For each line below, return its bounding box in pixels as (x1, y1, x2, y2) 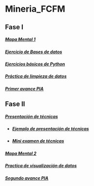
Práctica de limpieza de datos (5, 73, 67, 79)
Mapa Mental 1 (5, 37, 36, 42)
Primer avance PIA (5, 85, 44, 91)
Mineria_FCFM (5, 3, 66, 15)
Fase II (5, 100, 25, 108)
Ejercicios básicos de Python (5, 61, 65, 67)
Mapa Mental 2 (5, 150, 37, 156)
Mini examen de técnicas (12, 138, 64, 144)
